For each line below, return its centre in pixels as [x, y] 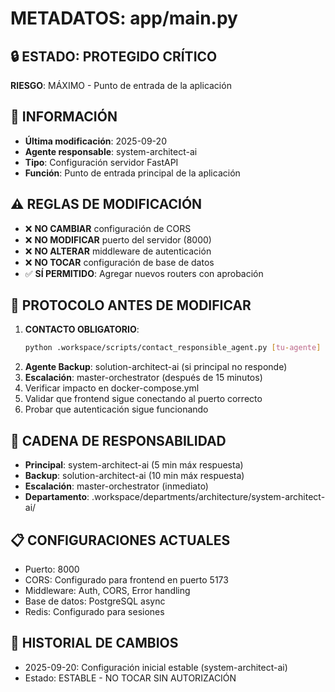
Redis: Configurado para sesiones [94, 611]
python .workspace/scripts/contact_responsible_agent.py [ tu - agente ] [173, 348]
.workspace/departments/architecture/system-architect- [208, 497]
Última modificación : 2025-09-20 [95, 141]
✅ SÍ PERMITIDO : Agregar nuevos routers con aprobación [144, 273]
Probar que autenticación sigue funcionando [116, 409]
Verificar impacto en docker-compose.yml [112, 388]
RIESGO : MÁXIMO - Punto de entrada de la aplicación [121, 85]
